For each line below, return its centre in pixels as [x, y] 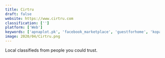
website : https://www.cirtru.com [39, 18]
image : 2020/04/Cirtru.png [33, 37]
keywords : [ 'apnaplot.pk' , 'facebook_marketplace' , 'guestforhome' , [77, 32]
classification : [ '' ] [27, 23]
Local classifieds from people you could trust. [51, 50]
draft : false [18, 14]
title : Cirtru [20, 9]
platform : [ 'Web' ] [24, 28]
